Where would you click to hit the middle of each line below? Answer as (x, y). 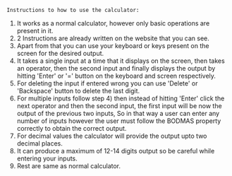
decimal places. (39, 143)
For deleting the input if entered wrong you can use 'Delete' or (107, 83)
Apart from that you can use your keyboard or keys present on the (113, 46)
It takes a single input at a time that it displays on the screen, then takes (121, 61)
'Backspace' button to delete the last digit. (78, 91)
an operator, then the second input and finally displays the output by (116, 68)
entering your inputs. (47, 158)
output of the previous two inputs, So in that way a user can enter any (118, 113)
